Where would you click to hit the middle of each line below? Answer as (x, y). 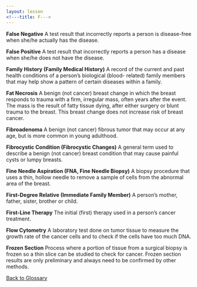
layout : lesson (25, 11)
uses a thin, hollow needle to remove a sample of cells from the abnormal (95, 177)
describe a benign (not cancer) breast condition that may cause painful (92, 153)
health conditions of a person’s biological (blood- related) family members (96, 75)
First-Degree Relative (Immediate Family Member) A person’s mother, (92, 195)
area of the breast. (29, 183)
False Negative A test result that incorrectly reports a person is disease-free (99, 34)
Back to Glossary (27, 278)
